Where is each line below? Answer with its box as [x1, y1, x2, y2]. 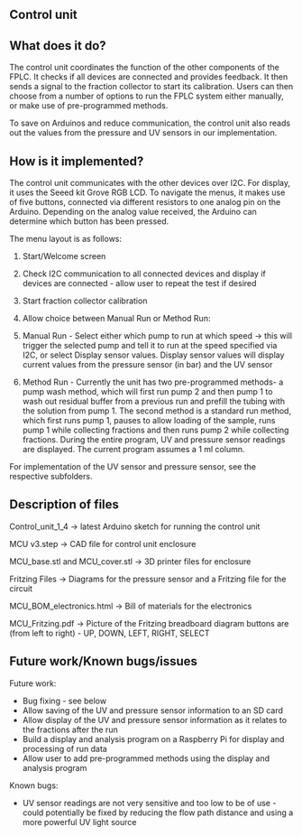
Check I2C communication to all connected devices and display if [22, 268, 266, 279]
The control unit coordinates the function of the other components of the [9, 62, 279, 73]
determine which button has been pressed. [9, 216, 169, 227]
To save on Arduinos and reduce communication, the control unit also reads [9, 117, 291, 129]
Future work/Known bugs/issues [9, 654, 198, 669]
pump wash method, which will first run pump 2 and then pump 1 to [22, 386, 273, 397]
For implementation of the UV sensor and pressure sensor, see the [9, 461, 257, 472]
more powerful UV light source [22, 816, 137, 827]
